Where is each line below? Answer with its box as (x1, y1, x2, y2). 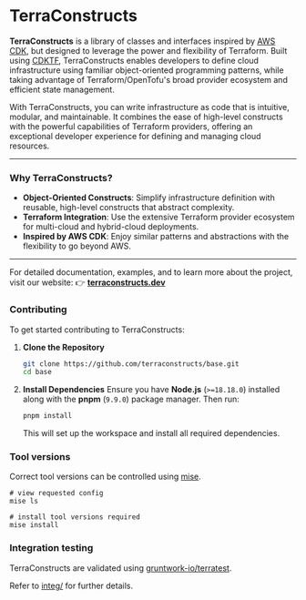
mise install (9, 521, 59, 530)
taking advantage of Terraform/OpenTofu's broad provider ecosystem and (9, 74, 289, 85)
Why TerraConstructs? (9, 171, 113, 184)
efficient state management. (9, 84, 116, 95)
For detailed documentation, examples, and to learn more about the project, (9, 267, 293, 278)
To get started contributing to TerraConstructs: (9, 324, 185, 335)
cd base (22, 368, 52, 377)
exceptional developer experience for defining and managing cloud (9, 130, 261, 141)
